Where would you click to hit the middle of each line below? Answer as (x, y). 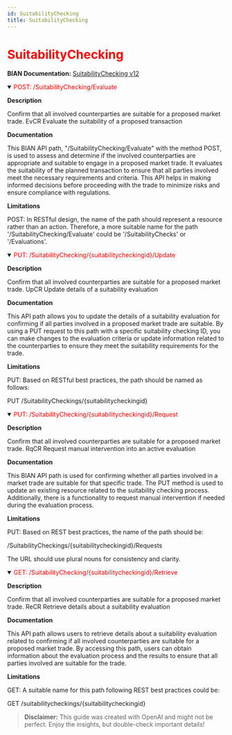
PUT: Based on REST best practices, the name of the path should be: (105, 532)
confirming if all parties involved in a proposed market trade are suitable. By (115, 324)
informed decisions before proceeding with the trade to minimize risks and (114, 185)
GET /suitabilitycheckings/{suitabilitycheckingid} (77, 704)
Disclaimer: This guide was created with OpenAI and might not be (118, 717)
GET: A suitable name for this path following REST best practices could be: (114, 690)
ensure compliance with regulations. (59, 192)
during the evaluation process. (51, 505)
